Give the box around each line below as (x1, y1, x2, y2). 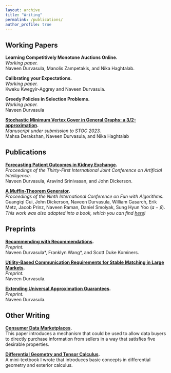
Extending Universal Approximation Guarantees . (5, 285, 111, 292)
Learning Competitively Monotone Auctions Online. (5, 54, 118, 60)
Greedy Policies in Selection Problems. (5, 96, 90, 102)
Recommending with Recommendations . (5, 238, 94, 244)
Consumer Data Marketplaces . (5, 325, 72, 331)
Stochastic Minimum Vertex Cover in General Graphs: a (5, 117, 126, 123)
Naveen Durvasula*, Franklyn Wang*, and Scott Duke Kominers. (5, 249, 140, 255)
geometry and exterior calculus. (5, 362, 73, 368)
